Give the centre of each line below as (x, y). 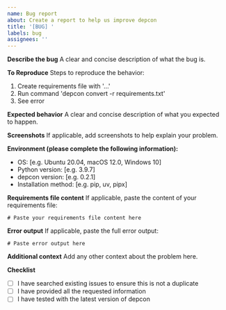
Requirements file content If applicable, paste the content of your (102, 198)
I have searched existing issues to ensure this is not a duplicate (108, 284)
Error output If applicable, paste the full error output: (83, 231)
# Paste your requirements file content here (74, 218)
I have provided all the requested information (81, 291)
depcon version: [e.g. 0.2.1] (56, 177)
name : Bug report (32, 14)
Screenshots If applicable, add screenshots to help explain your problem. (113, 136)
